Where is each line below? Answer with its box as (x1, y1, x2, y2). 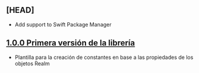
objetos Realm (14, 59, 50, 67)
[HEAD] (6, 5, 34, 15)
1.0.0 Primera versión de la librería (6, 38, 135, 48)
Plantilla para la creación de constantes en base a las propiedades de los (14, 54, 194, 61)
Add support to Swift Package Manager (14, 21, 112, 28)
